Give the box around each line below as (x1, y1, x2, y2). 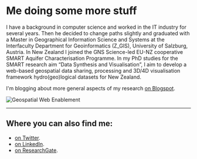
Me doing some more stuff (6, 4, 137, 18)
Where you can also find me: (6, 119, 113, 128)
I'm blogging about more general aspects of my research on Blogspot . (6, 84, 176, 92)
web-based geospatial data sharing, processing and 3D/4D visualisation (6, 67, 181, 74)
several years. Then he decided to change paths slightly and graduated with (6, 29, 190, 36)
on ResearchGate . (14, 147, 59, 154)
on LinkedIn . (14, 140, 45, 147)
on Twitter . (14, 134, 41, 141)
